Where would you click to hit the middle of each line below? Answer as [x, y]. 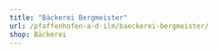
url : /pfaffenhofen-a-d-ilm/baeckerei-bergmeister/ [109, 26]
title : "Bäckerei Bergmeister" [69, 18]
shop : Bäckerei [38, 34]
